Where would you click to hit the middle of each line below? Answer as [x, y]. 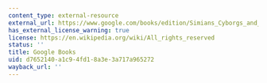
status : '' [26, 45]
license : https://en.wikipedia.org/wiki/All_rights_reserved [112, 38]
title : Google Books [43, 52]
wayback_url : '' [35, 67]
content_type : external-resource [64, 15]
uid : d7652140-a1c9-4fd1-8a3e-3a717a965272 [81, 60]
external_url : [32, 23]
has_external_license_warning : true [69, 30]
